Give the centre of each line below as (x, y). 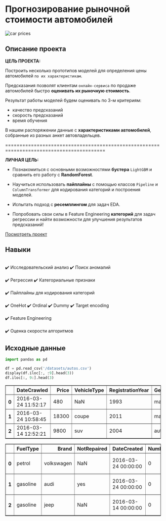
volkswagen (58, 463)
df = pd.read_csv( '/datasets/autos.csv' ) (48, 369)
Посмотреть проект (26, 234)
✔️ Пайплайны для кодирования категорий (50, 292)
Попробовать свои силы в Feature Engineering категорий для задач (84, 214)
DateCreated (128, 449)
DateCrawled (32, 390)
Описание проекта (36, 49)
